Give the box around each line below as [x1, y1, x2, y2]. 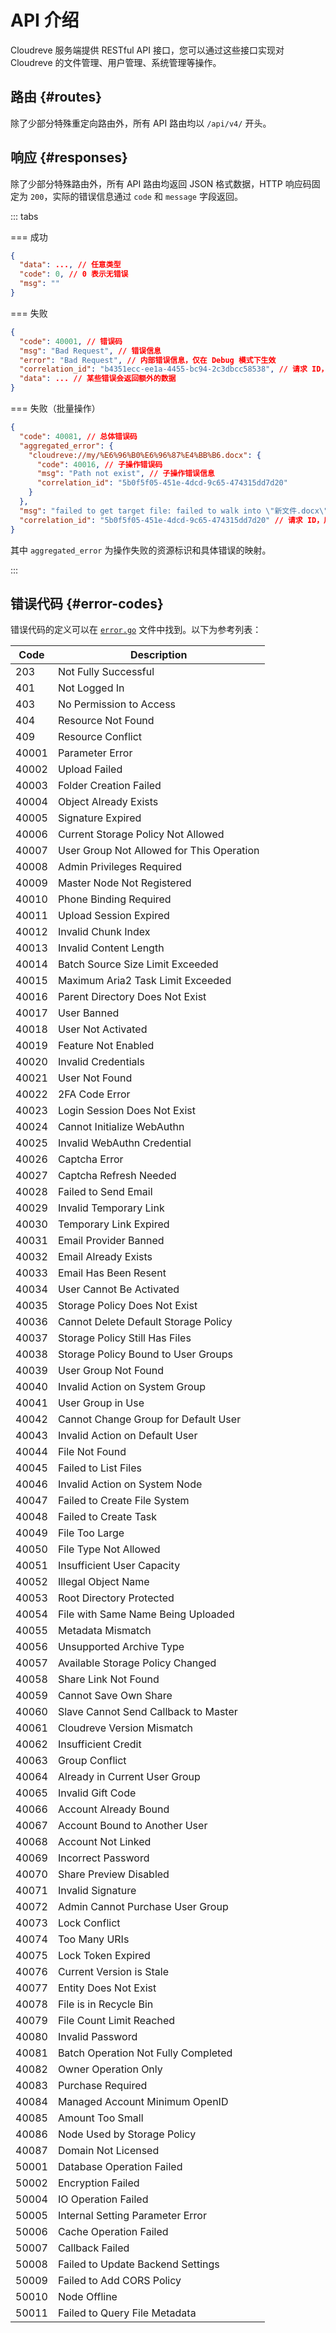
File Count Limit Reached [57, 2014, 176, 2028]
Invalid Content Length [57, 941, 165, 955]
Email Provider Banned [57, 1234, 165, 1248]
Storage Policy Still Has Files [57, 1331, 192, 1345]
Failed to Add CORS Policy [57, 2274, 182, 2288]
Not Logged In [57, 681, 125, 695]
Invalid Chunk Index [57, 925, 151, 939]
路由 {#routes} [10, 89, 103, 106]
